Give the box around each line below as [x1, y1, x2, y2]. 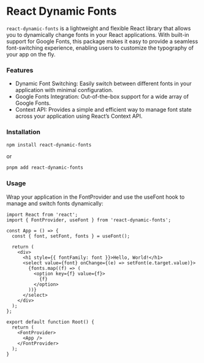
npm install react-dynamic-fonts [6, 142, 92, 148]
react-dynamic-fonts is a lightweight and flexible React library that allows [6, 25, 191, 32]
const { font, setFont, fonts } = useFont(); [12, 233, 130, 239]
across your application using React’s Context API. [15, 112, 143, 120]
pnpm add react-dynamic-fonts [6, 164, 84, 171]
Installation [6, 128, 41, 136]
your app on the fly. [6, 50, 56, 58]
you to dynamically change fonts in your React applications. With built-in [6, 31, 189, 38]
